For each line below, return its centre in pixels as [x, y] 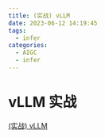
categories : [28, 45]
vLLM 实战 [43, 103]
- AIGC [26, 53]
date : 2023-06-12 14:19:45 [53, 23]
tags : [17, 30]
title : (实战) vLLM [39, 16]
